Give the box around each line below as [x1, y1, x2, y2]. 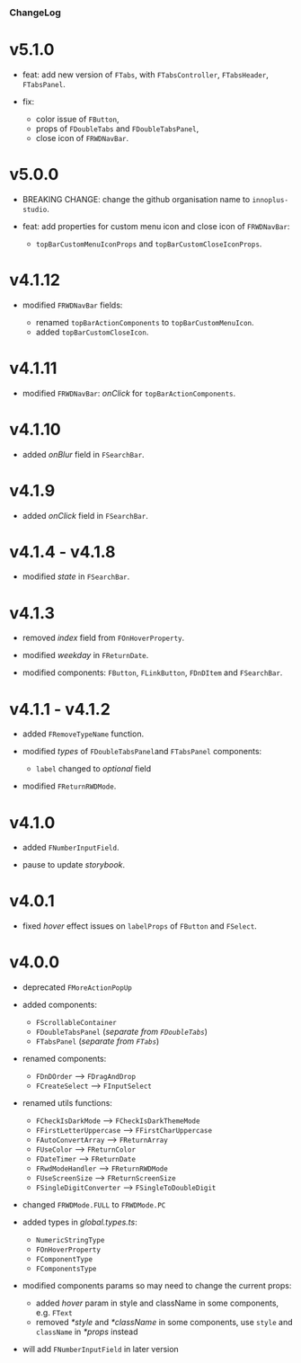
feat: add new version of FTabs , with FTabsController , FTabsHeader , [22, 69, 270, 80]
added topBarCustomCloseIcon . [35, 326, 149, 337]
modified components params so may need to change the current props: [22, 1280, 292, 1291]
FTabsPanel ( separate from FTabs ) [35, 1036, 160, 1047]
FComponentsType [35, 1265, 97, 1274]
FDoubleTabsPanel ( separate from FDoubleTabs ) [35, 1027, 208, 1038]
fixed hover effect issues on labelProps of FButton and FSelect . [22, 921, 258, 931]
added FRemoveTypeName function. [22, 728, 145, 739]
